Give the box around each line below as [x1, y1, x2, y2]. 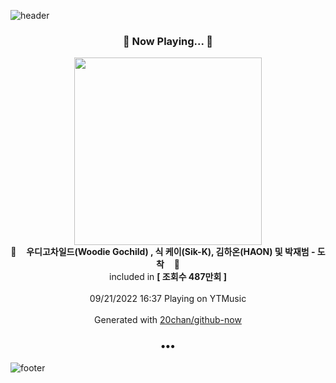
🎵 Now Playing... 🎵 [122, 34, 214, 48]
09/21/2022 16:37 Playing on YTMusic [89, 293, 247, 305]
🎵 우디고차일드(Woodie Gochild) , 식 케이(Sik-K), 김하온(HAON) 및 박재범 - [10, 246, 316, 258]
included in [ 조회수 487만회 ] [109, 271, 227, 283]
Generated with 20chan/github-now [94, 314, 242, 326]
